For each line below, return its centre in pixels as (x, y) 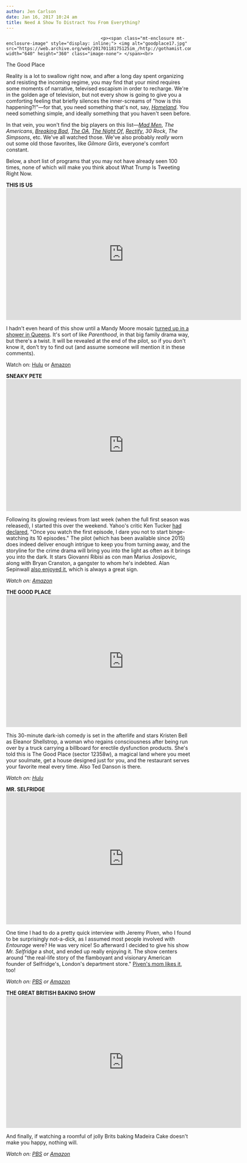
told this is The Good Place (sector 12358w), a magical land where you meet (98, 754)
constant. (18, 150)
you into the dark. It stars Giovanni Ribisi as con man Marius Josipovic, (92, 557)
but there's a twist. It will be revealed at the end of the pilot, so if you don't (96, 341)
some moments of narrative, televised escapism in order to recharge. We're (97, 89)
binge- (177, 532)
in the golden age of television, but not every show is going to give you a (94, 95)
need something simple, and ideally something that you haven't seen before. (99, 114)
